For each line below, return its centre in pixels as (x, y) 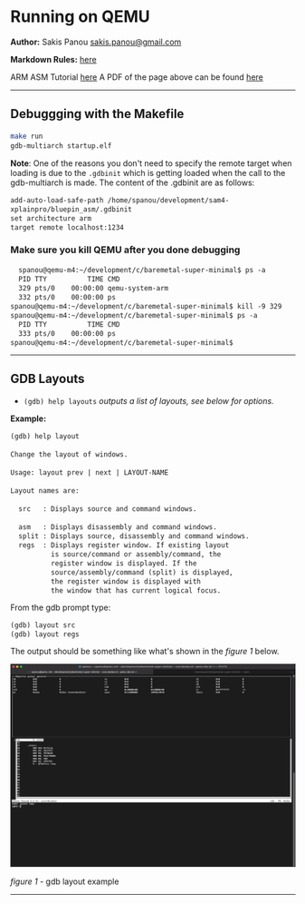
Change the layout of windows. (69, 454)
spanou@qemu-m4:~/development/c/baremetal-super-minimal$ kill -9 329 (146, 306)
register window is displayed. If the (124, 563)
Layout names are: (45, 491)
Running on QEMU (80, 17)
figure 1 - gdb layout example (65, 881)
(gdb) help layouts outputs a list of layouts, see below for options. (148, 400)
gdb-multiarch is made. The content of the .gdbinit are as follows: (133, 182)
